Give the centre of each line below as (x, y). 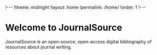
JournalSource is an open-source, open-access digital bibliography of (78, 41)
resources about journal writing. (38, 47)
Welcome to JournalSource (64, 28)
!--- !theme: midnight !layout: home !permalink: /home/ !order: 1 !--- (75, 7)
